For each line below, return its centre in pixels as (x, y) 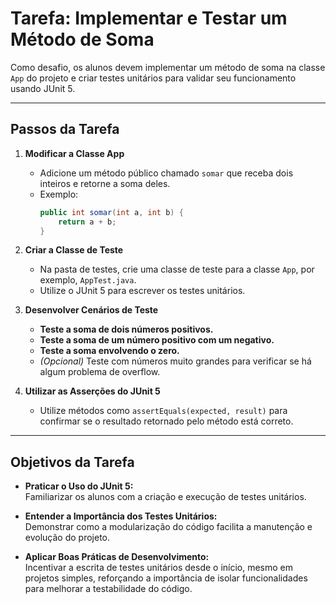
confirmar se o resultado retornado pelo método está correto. (166, 421)
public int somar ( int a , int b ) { (111, 212)
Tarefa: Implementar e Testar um (149, 18)
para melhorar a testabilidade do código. (108, 589)
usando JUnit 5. (43, 88)
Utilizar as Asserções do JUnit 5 (92, 391)
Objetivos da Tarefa (72, 462)
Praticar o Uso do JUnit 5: (79, 486)
